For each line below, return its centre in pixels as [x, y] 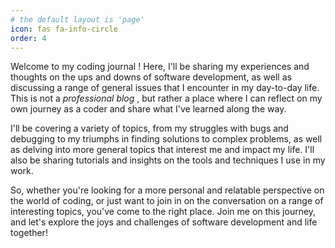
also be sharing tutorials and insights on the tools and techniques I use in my [168, 160]
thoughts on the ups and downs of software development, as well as [151, 77]
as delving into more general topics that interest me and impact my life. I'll [162, 150]
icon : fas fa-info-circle [64, 29]
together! [29, 233]
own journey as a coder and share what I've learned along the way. [148, 109]
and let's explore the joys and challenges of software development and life [164, 222]
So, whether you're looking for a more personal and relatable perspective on [167, 190]
